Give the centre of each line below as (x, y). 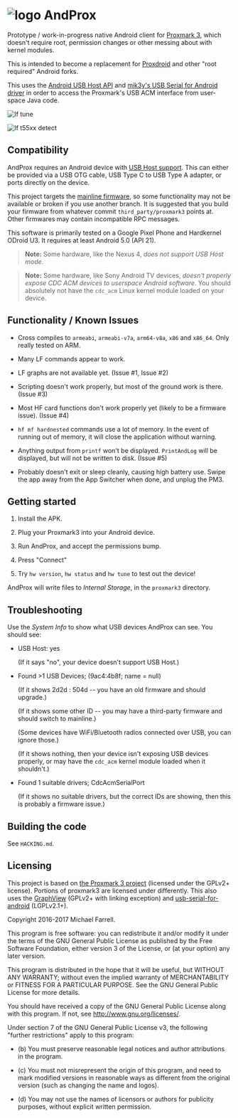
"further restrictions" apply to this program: (71, 1035)
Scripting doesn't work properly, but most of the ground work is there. (120, 386)
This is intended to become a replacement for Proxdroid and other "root (112, 63)
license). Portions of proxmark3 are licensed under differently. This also (112, 890)
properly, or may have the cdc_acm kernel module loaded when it (112, 762)
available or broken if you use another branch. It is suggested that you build (118, 203)
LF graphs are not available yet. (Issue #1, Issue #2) (93, 373)
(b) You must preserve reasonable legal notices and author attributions (121, 1048)
